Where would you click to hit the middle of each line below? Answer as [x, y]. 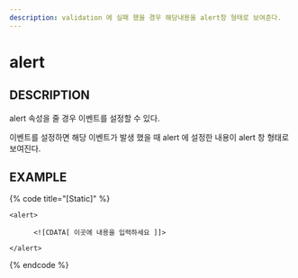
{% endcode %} [39, 265]
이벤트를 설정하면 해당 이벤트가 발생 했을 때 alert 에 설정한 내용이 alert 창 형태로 [149, 137]
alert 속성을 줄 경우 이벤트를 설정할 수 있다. [85, 118]
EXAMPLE [38, 178]
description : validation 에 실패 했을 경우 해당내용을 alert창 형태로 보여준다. [145, 18]
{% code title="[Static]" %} [60, 199]
